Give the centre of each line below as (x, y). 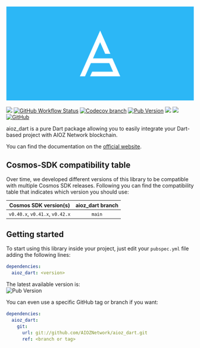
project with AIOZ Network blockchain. (70, 135)
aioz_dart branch (97, 205)
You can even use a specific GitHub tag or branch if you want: (82, 302)
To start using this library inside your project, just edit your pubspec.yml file (98, 248)
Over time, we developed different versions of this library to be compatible (97, 179)
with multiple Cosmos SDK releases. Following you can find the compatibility (100, 186)
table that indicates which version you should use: (68, 192)
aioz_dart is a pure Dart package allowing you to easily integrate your (91, 128)
